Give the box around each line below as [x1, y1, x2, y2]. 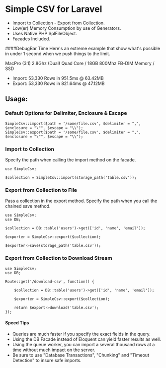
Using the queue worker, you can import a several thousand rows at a [12, 341, 155, 347]
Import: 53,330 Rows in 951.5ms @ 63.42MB [12, 75, 104, 81]
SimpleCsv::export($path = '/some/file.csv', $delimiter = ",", [5, 130, 141, 135]
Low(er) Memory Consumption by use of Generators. [12, 25, 121, 31]
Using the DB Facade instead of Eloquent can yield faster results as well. [12, 336, 162, 342]
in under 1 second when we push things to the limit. [5, 51, 110, 57]
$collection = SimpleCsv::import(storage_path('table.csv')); [5, 175, 137, 180]
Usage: [5, 95, 28, 103]
